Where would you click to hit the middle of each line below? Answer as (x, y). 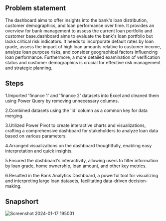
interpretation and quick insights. (39, 151)
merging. (14, 115)
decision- (138, 181)
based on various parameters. (36, 136)
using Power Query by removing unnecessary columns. (62, 101)
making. (13, 186)
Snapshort (22, 202)
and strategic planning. (29, 68)
